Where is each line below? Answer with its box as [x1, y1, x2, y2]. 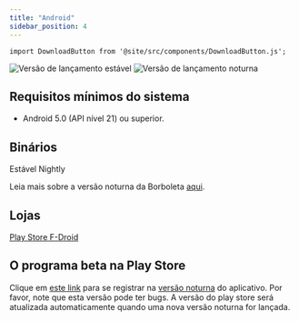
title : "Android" [9, 13, 75, 23]
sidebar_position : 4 [9, 22, 88, 31]
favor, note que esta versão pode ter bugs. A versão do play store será [9, 292, 274, 303]
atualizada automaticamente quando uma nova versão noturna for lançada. [9, 301, 291, 312]
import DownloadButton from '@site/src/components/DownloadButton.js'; [9, 46, 286, 55]
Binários [9, 139, 57, 155]
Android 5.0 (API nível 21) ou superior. [22, 113, 165, 124]
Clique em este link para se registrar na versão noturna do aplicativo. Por [9, 282, 284, 293]
